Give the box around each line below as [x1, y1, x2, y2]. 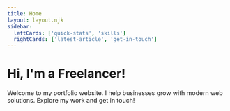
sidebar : [7, 23, 33, 30]
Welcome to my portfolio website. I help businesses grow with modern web [7, 89, 223, 97]
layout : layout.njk [7, 17, 64, 24]
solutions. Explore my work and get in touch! [7, 96, 135, 105]
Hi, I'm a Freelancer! [7, 66, 126, 82]
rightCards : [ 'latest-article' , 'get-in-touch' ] [13, 36, 158, 43]
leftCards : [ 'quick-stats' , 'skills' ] [13, 29, 127, 37]
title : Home [7, 10, 42, 17]
